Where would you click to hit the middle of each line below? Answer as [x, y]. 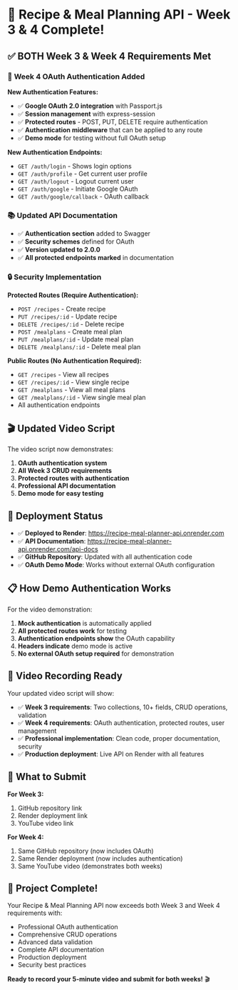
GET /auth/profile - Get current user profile [82, 174]
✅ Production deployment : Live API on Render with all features [111, 754]
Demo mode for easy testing [61, 494]
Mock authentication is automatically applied [84, 623]
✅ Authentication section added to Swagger [84, 234]
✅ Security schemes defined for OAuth [76, 241]
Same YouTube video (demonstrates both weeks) [90, 866]
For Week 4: [26, 837]
